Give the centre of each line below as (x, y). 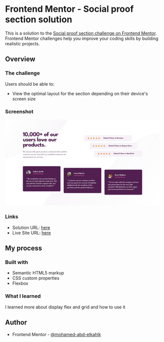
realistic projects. (23, 43)
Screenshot (19, 111)
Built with (17, 262)
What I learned (23, 296)
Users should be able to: (30, 84)
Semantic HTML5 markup (38, 273)
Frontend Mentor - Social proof (69, 9)
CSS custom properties (36, 278)
